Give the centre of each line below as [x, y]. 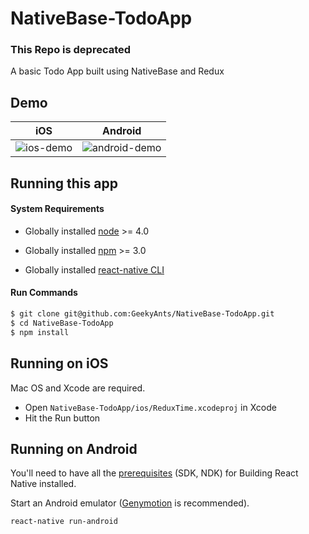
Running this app [64, 183]
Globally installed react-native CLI [94, 269]
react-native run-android [64, 522]
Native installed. [43, 484]
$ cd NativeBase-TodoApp [62, 323]
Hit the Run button [62, 418]
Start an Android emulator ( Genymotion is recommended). [130, 503]
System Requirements [57, 209]
